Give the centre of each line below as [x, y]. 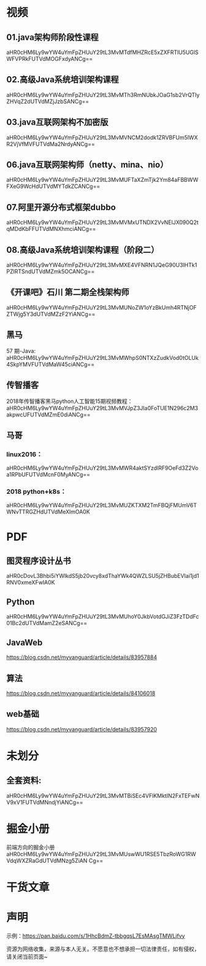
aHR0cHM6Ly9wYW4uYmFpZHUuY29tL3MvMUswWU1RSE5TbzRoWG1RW [101, 854]
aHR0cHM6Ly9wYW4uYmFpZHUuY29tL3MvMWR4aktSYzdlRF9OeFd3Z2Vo [102, 468]
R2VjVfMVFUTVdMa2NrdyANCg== [51, 144]
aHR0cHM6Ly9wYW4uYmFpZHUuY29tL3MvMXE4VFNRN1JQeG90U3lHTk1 [102, 265]
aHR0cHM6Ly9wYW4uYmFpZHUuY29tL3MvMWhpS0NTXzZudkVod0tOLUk [103, 357]
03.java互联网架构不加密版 [57, 123]
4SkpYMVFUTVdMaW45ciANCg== [51, 364]
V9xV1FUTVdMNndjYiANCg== [45, 802]
